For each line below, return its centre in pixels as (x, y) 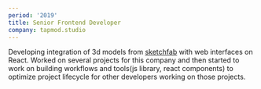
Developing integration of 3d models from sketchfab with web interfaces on (130, 52)
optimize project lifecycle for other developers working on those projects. (127, 77)
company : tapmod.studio (47, 30)
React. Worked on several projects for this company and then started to (124, 60)
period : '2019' (33, 15)
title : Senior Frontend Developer (65, 23)
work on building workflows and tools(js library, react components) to (121, 69)
